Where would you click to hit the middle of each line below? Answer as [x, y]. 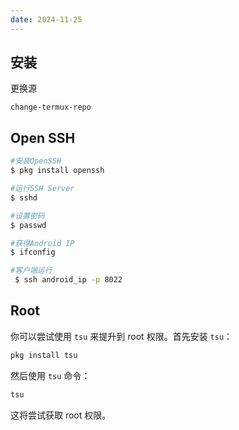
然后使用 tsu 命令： [50, 375]
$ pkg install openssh [57, 171]
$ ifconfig [33, 252]
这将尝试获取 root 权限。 [61, 415]
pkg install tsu [44, 355]
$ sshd [24, 197]
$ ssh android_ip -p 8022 [68, 280]
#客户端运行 [31, 271]
